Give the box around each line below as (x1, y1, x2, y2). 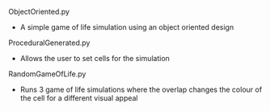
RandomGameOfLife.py (8, 69, 86, 79)
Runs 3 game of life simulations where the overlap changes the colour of (19, 84, 263, 94)
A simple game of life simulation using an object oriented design (19, 23, 234, 31)
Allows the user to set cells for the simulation (19, 54, 170, 63)
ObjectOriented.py (8, 7, 70, 16)
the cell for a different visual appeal (19, 93, 138, 103)
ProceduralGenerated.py (8, 38, 91, 47)
